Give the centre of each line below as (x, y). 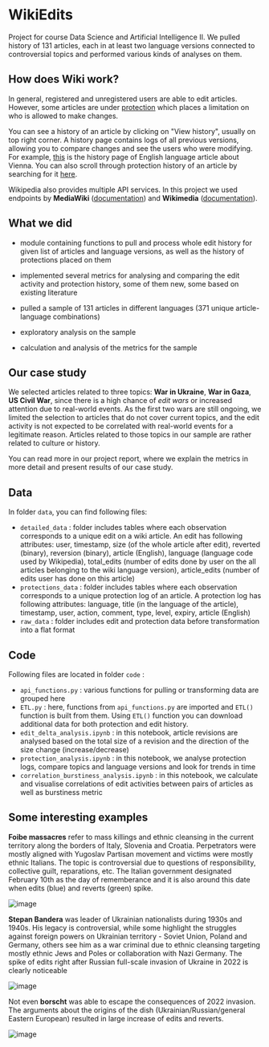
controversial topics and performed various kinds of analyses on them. (125, 54)
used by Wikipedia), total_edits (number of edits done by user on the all (138, 562)
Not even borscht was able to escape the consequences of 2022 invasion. (132, 1001)
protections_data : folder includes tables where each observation (128, 587)
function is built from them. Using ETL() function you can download (131, 715)
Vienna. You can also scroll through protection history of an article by (123, 165)
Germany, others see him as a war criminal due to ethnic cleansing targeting (134, 944)
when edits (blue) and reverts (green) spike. (81, 888)
